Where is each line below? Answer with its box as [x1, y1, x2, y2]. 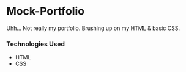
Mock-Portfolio [6, 4, 84, 18]
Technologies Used [6, 40, 65, 48]
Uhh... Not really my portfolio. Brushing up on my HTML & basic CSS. [6, 24, 180, 32]
